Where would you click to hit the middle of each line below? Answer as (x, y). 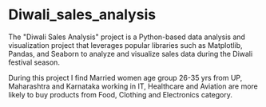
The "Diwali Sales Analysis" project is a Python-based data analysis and (127, 37)
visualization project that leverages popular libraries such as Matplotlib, (125, 45)
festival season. (34, 62)
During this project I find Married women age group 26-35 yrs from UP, (125, 77)
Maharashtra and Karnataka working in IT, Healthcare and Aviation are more (133, 86)
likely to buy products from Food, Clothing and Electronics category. (121, 94)
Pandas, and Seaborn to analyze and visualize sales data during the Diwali (131, 53)
